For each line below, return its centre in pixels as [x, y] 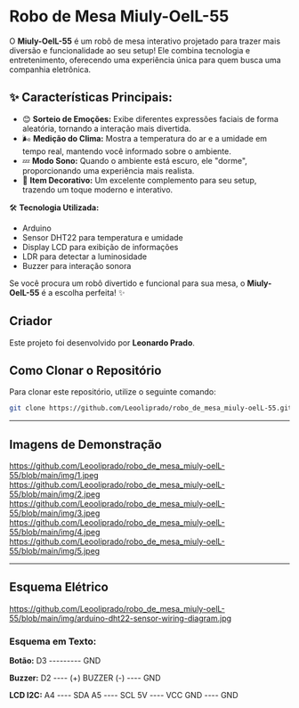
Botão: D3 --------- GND [55, 661]
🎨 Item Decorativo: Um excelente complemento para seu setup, [139, 180]
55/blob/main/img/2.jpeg [55, 494]
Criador [31, 321]
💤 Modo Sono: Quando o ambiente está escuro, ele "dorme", [134, 160]
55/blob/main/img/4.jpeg [55, 533]
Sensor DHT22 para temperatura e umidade [103, 237]
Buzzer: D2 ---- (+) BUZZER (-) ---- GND [85, 678]
